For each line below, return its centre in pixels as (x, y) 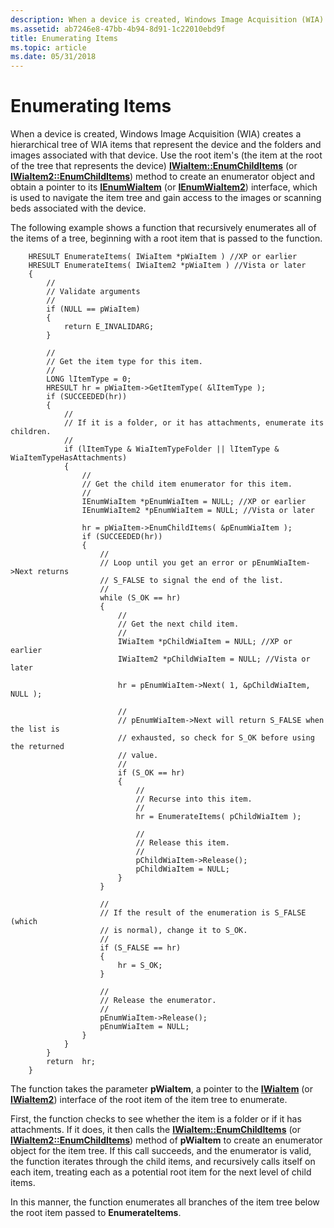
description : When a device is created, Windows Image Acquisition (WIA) (167, 19)
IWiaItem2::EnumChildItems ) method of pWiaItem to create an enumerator (166, 1140)
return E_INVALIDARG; (109, 327)
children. (31, 432)
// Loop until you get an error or (173, 563)
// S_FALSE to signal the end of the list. (191, 581)
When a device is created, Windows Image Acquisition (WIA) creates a (156, 134)
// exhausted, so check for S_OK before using (216, 738)
